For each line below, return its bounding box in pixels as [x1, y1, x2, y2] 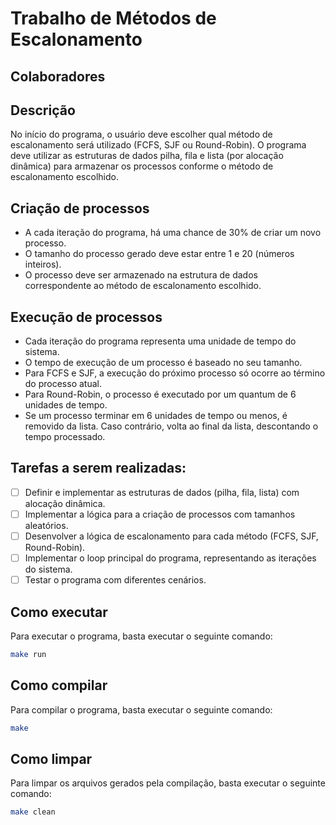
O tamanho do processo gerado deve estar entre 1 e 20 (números [24, 248, 295, 260]
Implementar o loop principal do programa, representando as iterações [24, 552, 317, 564]
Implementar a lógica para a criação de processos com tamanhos [24, 508, 296, 520]
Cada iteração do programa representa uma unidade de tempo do [24, 335, 297, 347]
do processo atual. [24, 378, 102, 390]
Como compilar [10, 677, 108, 694]
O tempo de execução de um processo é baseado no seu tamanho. [24, 357, 303, 369]
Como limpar [10, 750, 93, 767]
